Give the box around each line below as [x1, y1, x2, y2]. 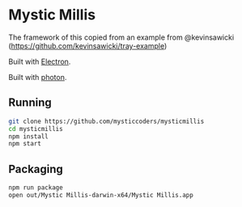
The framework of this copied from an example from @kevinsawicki [8, 32, 235, 42]
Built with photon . [8, 72, 67, 82]
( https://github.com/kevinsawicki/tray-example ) [8, 40, 168, 50]
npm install [8, 132, 49, 141]
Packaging [8, 162, 63, 175]
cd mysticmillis [8, 125, 63, 133]
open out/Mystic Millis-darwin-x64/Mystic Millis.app [8, 191, 194, 199]
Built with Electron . [8, 57, 71, 66]
